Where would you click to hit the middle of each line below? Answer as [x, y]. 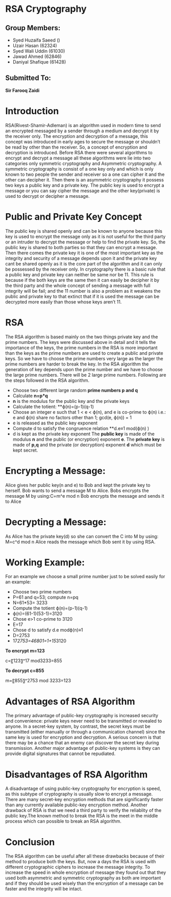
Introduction [32, 111]
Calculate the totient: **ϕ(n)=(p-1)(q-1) [53, 406]
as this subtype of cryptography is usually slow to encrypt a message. [79, 794]
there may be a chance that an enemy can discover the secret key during [82, 743]
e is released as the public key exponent [55, 423]
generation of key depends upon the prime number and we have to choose [84, 369]
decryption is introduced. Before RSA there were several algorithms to [79, 152]
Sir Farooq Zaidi [22, 90]
